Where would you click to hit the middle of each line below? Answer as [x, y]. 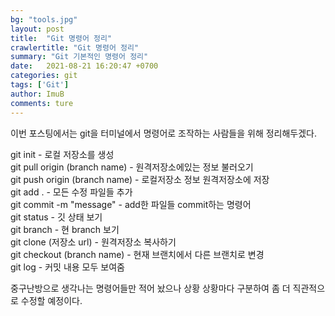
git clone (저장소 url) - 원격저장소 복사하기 [93, 242]
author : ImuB [37, 94]
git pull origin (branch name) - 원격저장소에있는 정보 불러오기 [132, 167]
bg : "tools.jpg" [44, 19]
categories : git [44, 76]
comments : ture [42, 103]
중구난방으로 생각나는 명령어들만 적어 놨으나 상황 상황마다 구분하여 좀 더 [150, 288]
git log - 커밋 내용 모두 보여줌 [67, 267]
